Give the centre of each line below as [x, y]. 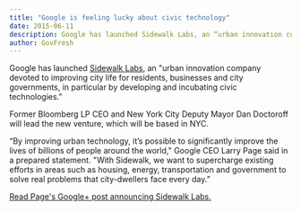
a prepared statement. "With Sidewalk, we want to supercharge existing [142, 160]
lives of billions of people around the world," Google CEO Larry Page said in [149, 151]
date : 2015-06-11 [42, 26]
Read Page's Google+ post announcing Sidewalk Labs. [111, 197]
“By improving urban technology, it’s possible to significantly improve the [144, 141]
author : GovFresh [42, 43]
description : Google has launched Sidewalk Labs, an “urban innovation [146, 34]
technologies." [36, 97]
